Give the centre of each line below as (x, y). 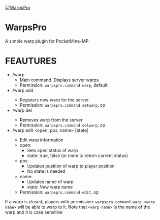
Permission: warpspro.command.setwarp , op (63, 105)
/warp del (22, 110)
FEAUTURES (31, 61)
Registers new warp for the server (54, 100)
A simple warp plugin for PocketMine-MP (47, 41)
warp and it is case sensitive (34, 212)
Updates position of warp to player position (71, 166)
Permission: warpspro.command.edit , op (59, 192)
